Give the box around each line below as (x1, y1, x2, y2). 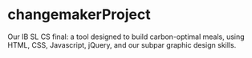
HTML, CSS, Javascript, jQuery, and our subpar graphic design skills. (7, 40, 237, 49)
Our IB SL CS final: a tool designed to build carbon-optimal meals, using (7, 32, 246, 41)
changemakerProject (7, 6, 151, 24)
